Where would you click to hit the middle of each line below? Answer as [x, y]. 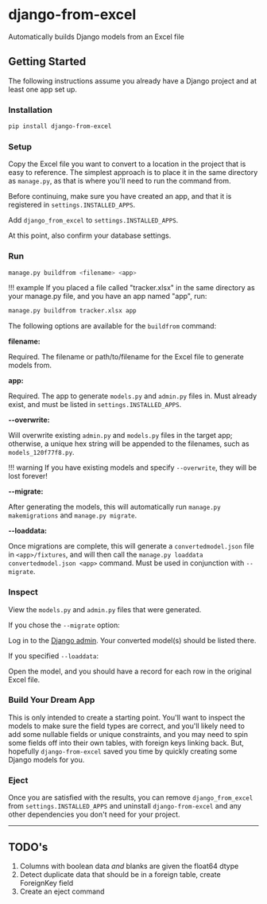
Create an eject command [62, 891]
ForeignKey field [46, 883]
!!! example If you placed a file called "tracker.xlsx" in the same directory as [132, 288]
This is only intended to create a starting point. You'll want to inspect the [127, 717]
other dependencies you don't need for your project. [94, 815]
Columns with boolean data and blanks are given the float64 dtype [129, 866]
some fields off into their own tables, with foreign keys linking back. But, [126, 743]
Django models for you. [46, 759]
